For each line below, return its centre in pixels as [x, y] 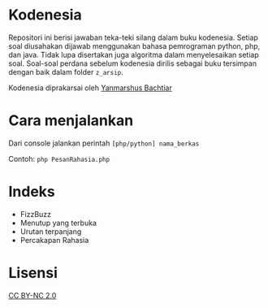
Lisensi [33, 273]
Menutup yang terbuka [58, 223]
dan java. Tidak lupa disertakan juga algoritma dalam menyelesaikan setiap [134, 54]
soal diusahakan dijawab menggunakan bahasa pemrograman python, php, [134, 46]
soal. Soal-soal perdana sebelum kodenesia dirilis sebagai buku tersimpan [133, 63]
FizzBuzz [35, 214]
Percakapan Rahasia [54, 240]
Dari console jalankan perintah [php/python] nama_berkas [104, 143]
